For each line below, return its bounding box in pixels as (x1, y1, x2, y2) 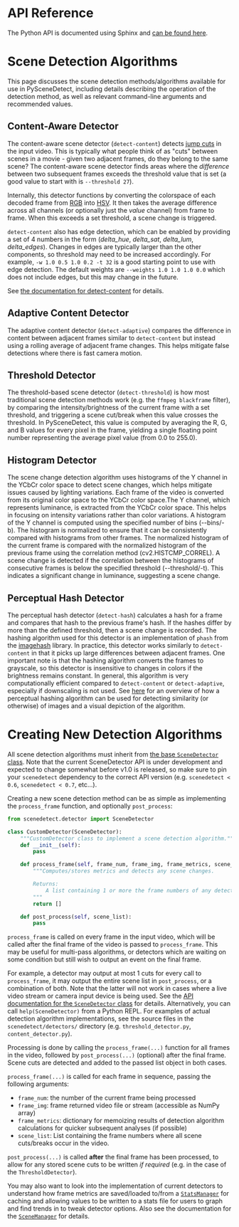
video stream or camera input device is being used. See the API (7, 991, 194, 1001)
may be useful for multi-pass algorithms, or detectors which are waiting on (7, 948, 226, 957)
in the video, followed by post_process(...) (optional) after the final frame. (7, 1051, 226, 1060)
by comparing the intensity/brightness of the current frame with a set (7, 404, 210, 412)
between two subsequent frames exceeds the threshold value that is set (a (7, 169, 227, 178)
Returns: (33, 880, 59, 888)
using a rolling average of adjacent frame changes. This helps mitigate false (7, 341, 230, 349)
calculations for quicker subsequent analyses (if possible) (17, 1124, 187, 1132)
